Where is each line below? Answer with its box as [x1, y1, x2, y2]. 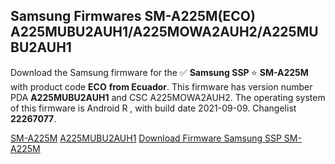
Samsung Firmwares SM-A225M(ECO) [10, 8, 256, 25]
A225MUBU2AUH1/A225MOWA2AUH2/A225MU [10, 24, 319, 41]
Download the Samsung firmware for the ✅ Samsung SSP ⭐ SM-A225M [10, 66, 309, 78]
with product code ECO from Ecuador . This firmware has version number [10, 80, 313, 93]
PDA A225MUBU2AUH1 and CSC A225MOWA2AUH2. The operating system [10, 91, 326, 103]
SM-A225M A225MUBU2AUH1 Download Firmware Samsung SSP [10, 132, 282, 144]
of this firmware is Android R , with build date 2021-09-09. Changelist [10, 102, 297, 114]
